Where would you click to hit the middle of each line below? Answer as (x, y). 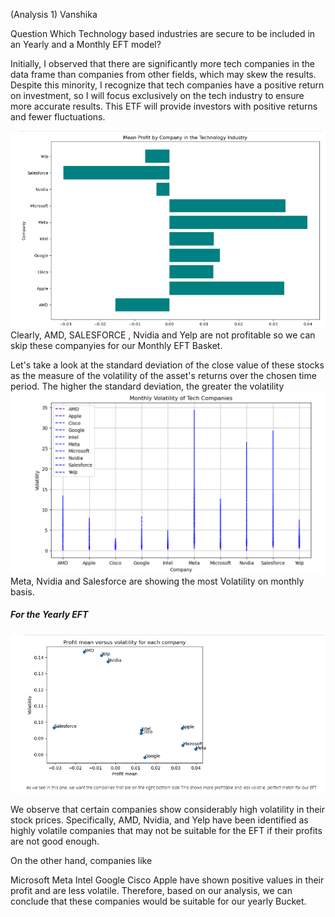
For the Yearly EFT (49, 615)
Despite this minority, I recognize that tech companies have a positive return (167, 85)
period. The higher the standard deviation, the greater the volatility (147, 386)
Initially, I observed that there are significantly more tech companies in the (163, 63)
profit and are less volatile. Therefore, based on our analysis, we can (151, 890)
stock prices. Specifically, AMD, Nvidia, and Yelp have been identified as (159, 820)
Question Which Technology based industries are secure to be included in (163, 33)
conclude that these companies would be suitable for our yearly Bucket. (158, 901)
